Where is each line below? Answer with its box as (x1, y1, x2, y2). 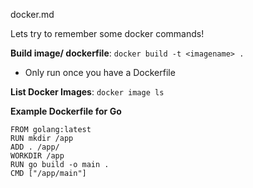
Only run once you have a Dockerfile (24, 67, 176, 78)
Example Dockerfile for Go (10, 105, 122, 117)
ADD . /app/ (10, 142, 60, 152)
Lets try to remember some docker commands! (10, 28, 205, 39)
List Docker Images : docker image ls (10, 86, 165, 98)
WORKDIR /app (10, 151, 65, 161)
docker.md (10, 9, 55, 20)
